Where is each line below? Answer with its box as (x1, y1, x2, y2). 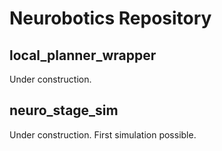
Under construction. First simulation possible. (9, 128, 197, 141)
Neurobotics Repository (9, 7, 212, 30)
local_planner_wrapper (9, 47, 157, 64)
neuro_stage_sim (9, 102, 119, 119)
